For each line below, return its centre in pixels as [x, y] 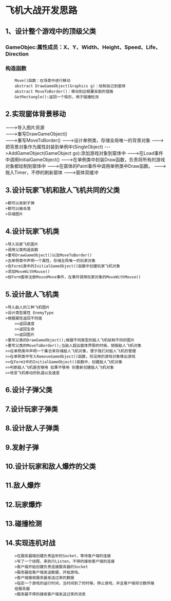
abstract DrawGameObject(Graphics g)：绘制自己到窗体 [70, 86]
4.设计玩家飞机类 [32, 231]
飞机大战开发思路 [42, 11]
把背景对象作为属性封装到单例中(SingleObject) [54, 147]
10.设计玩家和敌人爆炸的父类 [51, 466]
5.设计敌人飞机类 [32, 294]
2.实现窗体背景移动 [36, 114]
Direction [17, 54]
